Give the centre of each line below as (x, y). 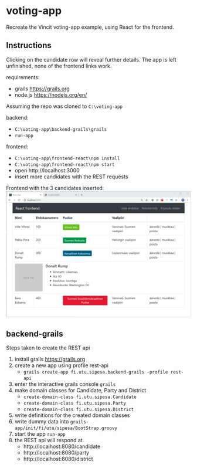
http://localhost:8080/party (56, 453)
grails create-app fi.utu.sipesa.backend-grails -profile (96, 372)
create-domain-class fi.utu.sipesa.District (79, 410)
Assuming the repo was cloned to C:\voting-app (64, 106)
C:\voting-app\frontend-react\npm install (67, 158)
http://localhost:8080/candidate (62, 446)
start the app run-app (40, 434)
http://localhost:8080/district (58, 459)
